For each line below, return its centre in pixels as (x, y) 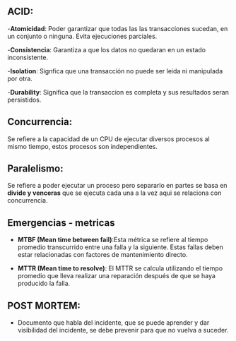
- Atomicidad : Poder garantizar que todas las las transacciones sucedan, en (118, 28)
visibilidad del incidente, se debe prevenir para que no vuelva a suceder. (123, 330)
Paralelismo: (35, 169)
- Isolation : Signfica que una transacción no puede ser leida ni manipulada (115, 71)
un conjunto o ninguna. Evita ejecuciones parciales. (82, 36)
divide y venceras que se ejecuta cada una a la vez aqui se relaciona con (114, 193)
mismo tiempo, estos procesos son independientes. (82, 146)
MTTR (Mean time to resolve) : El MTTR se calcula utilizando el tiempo (120, 268)
